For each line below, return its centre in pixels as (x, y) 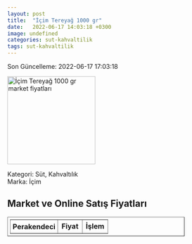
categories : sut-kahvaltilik (50, 40)
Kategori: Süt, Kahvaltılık (43, 174)
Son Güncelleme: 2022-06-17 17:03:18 (63, 66)
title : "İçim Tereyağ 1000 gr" (55, 20)
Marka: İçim (24, 181)
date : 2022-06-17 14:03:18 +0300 (59, 27)
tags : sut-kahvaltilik (40, 46)
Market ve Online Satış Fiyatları (77, 204)
